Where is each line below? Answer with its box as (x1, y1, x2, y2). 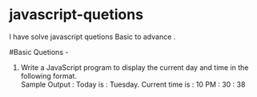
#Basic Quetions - (9, 47, 69, 56)
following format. (20, 71, 77, 80)
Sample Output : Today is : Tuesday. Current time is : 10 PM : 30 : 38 (20, 80, 246, 89)
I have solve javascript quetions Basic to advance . (9, 32, 176, 41)
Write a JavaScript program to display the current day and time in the (20, 62, 249, 72)
